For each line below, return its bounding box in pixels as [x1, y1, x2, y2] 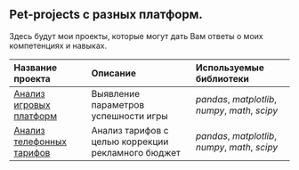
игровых [13, 98, 51, 110]
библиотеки [195, 72, 249, 85]
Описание [91, 67, 136, 79]
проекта [13, 72, 51, 85]
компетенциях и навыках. [9, 40, 108, 51]
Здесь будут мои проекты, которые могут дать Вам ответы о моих [9, 30, 264, 41]
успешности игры [91, 109, 168, 122]
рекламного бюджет [91, 146, 181, 158]
